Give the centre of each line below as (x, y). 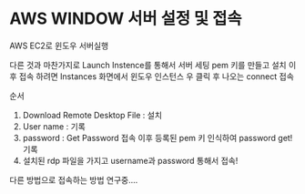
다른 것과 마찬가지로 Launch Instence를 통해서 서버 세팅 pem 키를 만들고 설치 (148, 65)
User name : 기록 (54, 126)
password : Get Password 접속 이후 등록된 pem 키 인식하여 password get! (158, 138)
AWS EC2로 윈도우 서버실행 (59, 46)
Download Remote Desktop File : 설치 (92, 115)
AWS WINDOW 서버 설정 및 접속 (126, 19)
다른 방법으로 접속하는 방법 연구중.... (74, 179)
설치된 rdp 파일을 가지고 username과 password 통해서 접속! (130, 160)
